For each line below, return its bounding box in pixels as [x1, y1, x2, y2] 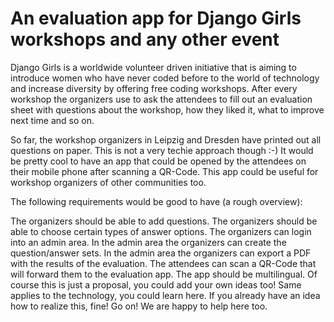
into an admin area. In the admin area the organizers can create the [10, 236, 287, 248]
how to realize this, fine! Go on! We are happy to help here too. [10, 300, 268, 312]
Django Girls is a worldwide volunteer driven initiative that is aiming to [10, 61, 297, 73]
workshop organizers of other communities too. [10, 176, 207, 188]
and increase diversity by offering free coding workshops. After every [10, 82, 298, 94]
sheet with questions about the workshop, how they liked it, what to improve [10, 103, 325, 116]
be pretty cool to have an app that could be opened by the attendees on [10, 155, 307, 167]
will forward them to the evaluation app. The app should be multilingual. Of [10, 268, 318, 280]
